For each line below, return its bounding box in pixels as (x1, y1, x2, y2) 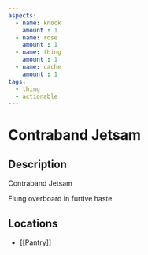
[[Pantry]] (19, 238, 52, 247)
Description (8, 157, 67, 171)
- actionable (15, 92, 58, 100)
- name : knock (15, 19, 61, 27)
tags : (8, 77, 26, 85)
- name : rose (15, 33, 58, 42)
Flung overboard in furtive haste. (8, 194, 114, 204)
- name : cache (15, 63, 61, 71)
